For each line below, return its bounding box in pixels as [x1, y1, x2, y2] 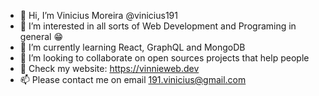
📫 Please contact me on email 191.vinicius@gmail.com [19, 74, 247, 85]
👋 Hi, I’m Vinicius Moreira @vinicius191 [19, 10, 178, 21]
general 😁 [19, 31, 64, 42]
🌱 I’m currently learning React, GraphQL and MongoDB [19, 41, 246, 53]
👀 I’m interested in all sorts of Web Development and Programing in [19, 20, 297, 32]
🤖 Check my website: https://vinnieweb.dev [19, 63, 200, 74]
